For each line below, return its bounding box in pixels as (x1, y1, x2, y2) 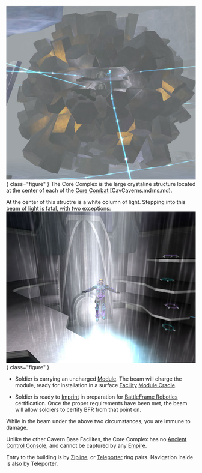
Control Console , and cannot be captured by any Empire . (6, 442, 147, 449)
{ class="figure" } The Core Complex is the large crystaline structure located (6, 180, 196, 187)
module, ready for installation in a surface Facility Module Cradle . (14, 381, 177, 388)
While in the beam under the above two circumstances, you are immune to (6, 417, 191, 424)
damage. (6, 424, 28, 431)
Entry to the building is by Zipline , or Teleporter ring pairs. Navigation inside (6, 453, 194, 460)
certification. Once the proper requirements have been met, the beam (14, 399, 188, 406)
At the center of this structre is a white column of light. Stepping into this (6, 198, 186, 205)
